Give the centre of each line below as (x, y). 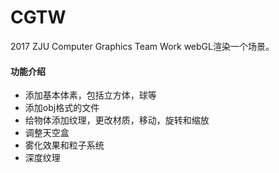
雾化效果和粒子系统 (64, 145)
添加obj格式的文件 (62, 108)
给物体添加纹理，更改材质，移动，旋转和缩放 (117, 120)
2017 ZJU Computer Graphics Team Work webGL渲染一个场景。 (142, 46)
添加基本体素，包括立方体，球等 (90, 95)
